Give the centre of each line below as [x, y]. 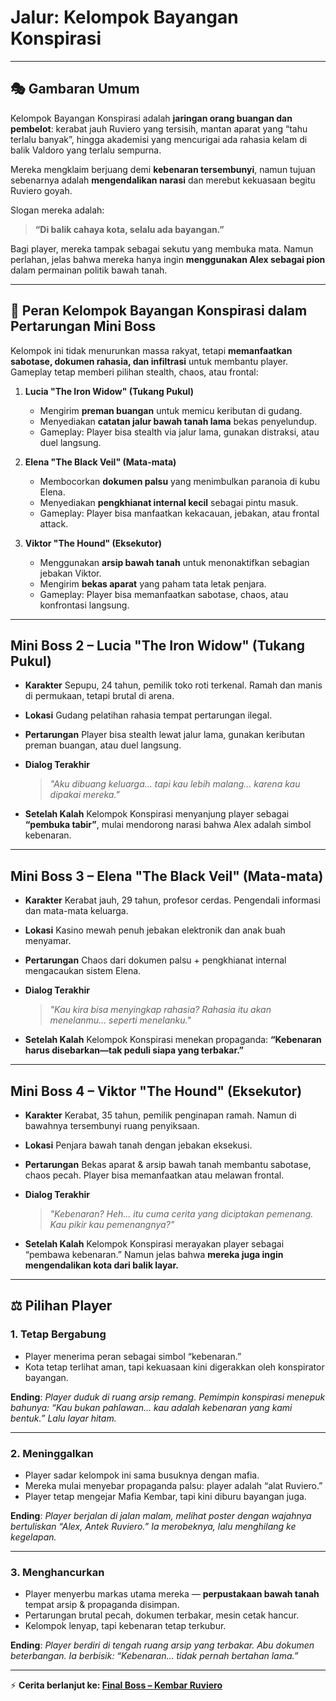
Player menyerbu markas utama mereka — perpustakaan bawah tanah [172, 1594]
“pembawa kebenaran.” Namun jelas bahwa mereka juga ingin [154, 1254]
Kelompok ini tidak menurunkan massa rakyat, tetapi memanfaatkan [151, 350]
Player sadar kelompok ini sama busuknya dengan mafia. [142, 1475]
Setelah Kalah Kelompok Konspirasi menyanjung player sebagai [157, 814]
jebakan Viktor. [70, 573]
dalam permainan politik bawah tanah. [89, 270]
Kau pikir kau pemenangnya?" [112, 1224]
